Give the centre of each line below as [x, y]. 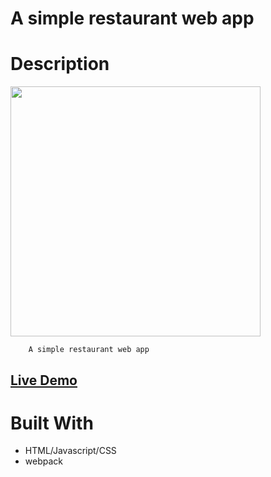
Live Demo [44, 380]
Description [60, 64]
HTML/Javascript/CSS [70, 451]
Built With [52, 423]
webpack [43, 461]
